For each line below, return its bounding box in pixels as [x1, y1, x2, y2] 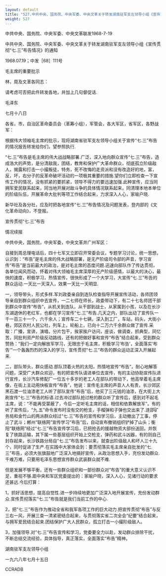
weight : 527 [5, 16, 30, 21]
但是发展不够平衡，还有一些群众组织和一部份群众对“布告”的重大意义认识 [5, 467, 152, 473]
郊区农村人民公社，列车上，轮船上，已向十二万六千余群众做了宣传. [13, 322, 150, 328]
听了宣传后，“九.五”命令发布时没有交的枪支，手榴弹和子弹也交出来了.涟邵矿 [5, 407, 159, 413]
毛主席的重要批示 [5, 68, 40, 74]
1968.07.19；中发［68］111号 [5, 58, 63, 64]
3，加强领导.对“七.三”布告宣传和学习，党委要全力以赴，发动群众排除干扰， [5, 530, 157, 535]
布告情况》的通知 [23, 47, 58, 53]
